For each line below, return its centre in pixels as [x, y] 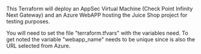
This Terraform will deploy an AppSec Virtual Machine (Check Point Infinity [100, 9]
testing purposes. [28, 21]
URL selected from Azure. [38, 46]
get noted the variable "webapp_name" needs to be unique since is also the [101, 39]
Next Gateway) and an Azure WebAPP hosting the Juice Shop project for [97, 15]
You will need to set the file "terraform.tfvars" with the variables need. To [97, 33]
